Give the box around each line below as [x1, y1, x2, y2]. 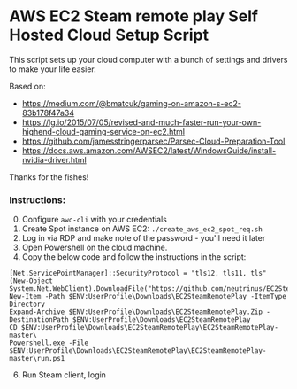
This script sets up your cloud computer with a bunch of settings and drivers [9, 54, 288, 65]
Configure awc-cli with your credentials [21, 214, 168, 225]
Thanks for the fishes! [9, 171, 89, 183]
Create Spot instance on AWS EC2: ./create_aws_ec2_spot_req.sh [21, 223, 263, 234]
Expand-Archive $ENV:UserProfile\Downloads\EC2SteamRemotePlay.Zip [9, 307, 263, 316]
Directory [9, 300, 46, 309]
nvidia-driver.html [21, 154, 87, 165]
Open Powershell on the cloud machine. [21, 242, 168, 253]
